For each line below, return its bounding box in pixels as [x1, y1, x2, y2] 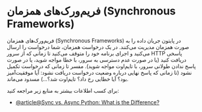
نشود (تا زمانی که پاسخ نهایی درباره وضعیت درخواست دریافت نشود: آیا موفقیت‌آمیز [7, 69, 192, 76]
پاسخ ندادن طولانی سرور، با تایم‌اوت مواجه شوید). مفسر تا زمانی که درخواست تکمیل [7, 62, 196, 70]
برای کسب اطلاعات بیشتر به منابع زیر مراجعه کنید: [7, 87, 120, 94]
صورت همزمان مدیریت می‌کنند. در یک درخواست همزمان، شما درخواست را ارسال [7, 43, 189, 51]
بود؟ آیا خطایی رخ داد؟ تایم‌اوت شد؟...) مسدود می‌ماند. [7, 75, 129, 82]
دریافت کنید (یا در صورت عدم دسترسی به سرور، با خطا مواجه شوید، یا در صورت [7, 56, 187, 63]
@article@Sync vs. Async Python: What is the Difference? [15, 98, 160, 106]
